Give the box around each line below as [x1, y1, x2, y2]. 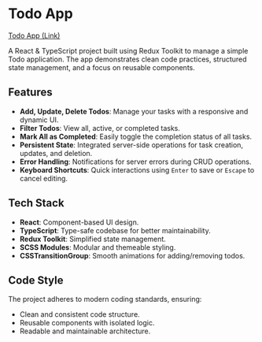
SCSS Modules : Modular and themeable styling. [19, 242, 176, 252]
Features [8, 86, 53, 99]
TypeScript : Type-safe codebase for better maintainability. [19, 225, 211, 235]
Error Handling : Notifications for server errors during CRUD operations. [19, 157, 252, 166]
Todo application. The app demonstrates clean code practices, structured [8, 54, 247, 64]
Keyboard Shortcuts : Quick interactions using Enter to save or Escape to [19, 165, 255, 174]
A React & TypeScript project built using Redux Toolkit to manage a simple [8, 46, 249, 55]
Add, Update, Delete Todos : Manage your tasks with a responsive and [19, 106, 249, 116]
